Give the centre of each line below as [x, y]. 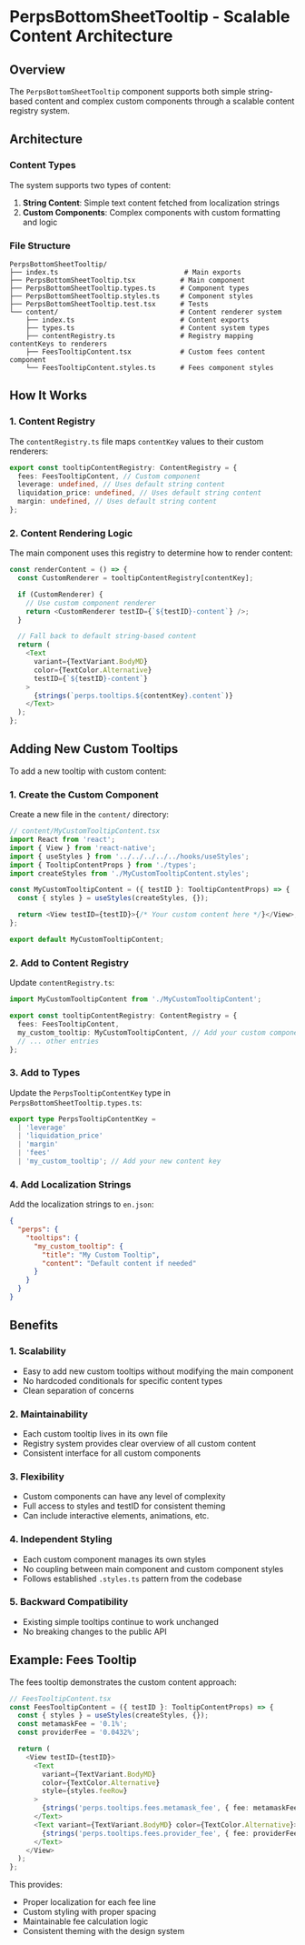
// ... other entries [59, 1041]
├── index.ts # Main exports [126, 272]
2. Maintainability [49, 1414]
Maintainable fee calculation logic [85, 1921]
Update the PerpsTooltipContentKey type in [90, 1092]
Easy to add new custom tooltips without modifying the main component [158, 1371]
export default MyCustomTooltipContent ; [87, 939]
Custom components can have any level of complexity [124, 1497]
